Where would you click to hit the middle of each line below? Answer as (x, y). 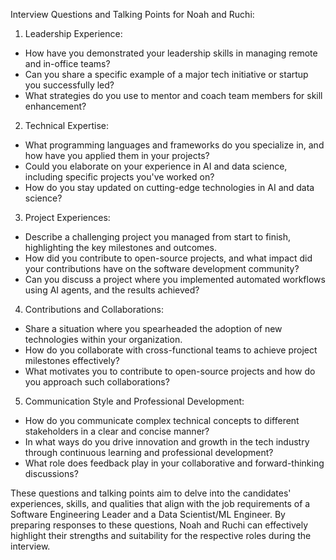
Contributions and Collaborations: (94, 309)
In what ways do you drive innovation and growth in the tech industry (167, 442)
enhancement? (55, 106)
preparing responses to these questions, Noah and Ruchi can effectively (159, 525)
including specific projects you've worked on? (119, 177)
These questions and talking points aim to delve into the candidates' (151, 493)
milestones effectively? (72, 360)
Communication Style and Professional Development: (134, 401)
